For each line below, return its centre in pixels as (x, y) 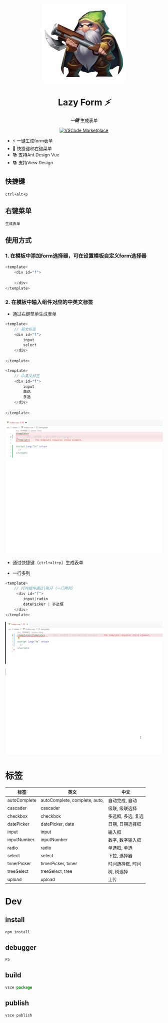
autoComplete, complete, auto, (72, 800)
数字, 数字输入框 (125, 840)
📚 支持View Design (33, 162)
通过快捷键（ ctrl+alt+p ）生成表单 (48, 562)
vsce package (19, 987)
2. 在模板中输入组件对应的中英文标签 (49, 302)
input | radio (36, 599)
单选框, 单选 (120, 848)
